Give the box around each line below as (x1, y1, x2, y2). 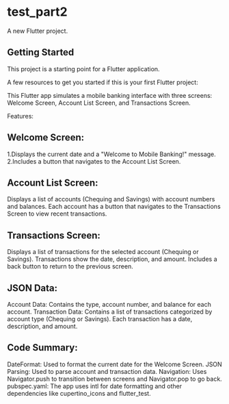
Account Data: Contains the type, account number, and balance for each (7, 301, 212, 308)
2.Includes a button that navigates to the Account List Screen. (7, 157, 181, 165)
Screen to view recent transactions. (7, 210, 107, 218)
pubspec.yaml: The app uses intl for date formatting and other (7, 381, 183, 390)
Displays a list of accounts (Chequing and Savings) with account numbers (7, 195, 215, 203)
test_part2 (7, 4, 68, 20)
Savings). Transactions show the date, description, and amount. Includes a (7, 255, 217, 264)
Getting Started (7, 47, 75, 58)
